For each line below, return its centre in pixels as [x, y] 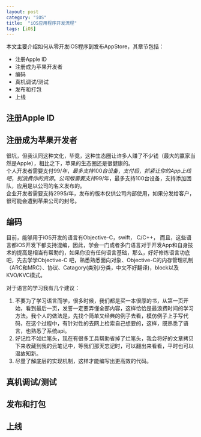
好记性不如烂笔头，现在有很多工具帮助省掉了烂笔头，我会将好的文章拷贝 [104, 339]
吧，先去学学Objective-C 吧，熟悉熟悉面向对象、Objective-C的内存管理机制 [100, 260]
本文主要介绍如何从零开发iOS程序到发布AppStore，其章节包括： [85, 46]
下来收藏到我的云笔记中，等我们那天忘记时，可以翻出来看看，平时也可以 [104, 346]
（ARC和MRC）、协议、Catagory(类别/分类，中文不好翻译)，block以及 [93, 268]
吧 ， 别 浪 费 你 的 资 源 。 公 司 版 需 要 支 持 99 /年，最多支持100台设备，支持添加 [96, 178]
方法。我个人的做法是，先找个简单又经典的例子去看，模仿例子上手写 [99, 316]
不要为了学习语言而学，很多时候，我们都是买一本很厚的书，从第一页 [99, 301]
